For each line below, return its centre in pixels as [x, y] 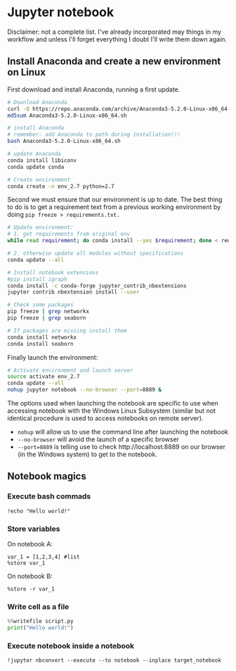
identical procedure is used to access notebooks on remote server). [105, 418]
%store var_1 [26, 563]
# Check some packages [40, 305]
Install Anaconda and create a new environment [114, 62]
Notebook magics [47, 476]
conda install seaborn [40, 344]
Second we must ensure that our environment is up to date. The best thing [115, 200]
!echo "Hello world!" [39, 511]
